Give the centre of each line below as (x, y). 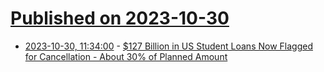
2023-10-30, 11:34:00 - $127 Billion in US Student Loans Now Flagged (168, 46)
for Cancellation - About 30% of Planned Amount (126, 56)
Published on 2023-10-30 (120, 18)
